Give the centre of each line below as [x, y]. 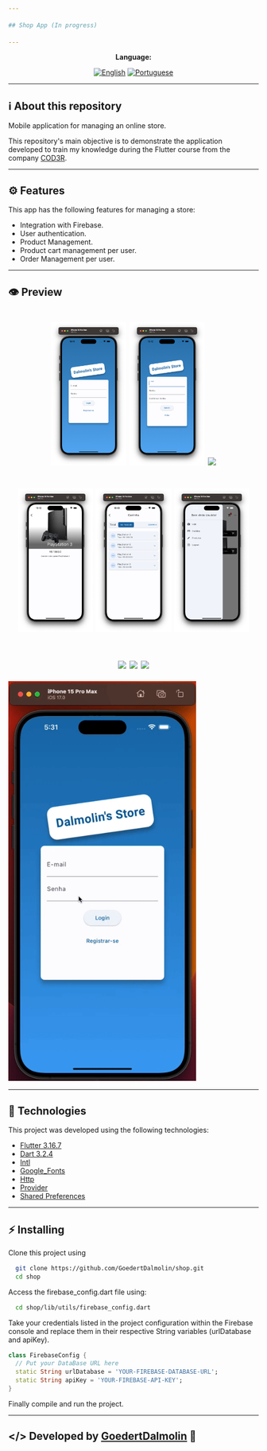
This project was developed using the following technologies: [108, 1130]
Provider [34, 1188]
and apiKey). [29, 1340]
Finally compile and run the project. [66, 1403]
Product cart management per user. [78, 250]
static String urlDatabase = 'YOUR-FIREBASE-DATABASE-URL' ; [117, 1372]
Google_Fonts [43, 1171]
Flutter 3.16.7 [41, 1146]
